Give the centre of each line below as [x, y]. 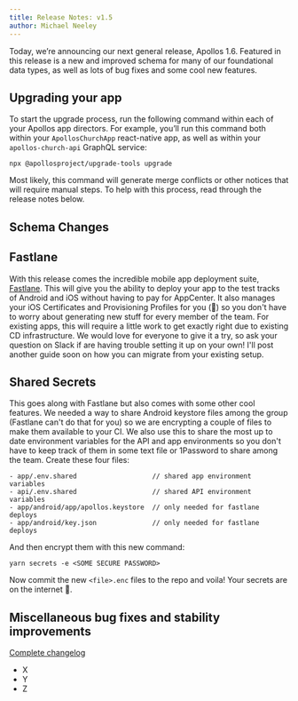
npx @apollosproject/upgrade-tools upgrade [91, 164]
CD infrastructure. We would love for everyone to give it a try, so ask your [143, 335]
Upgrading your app [66, 97]
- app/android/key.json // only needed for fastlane [134, 523]
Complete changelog [47, 653]
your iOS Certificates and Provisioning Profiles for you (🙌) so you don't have [148, 307]
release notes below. [47, 199]
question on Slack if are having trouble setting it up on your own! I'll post [141, 345]
